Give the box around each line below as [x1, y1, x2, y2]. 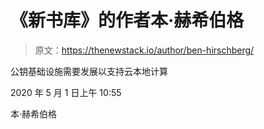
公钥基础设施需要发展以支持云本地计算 [10, 65, 168, 77]
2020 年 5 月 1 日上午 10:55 [10, 86, 122, 98]
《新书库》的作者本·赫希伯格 [10, 9, 245, 32]
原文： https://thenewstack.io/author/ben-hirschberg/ [34, 44, 255, 56]
